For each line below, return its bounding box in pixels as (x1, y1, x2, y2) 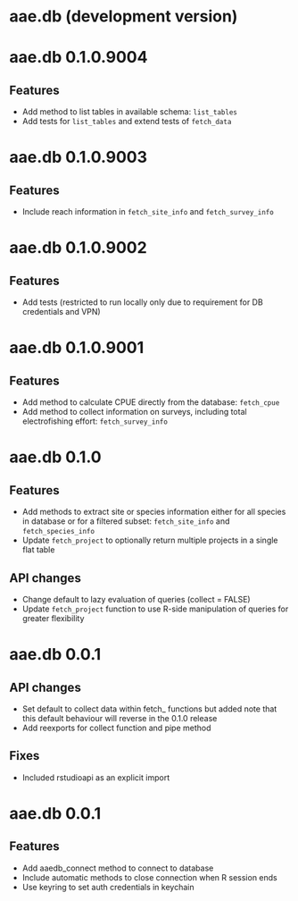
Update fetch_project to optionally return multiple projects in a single (21, 535, 278, 546)
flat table (21, 544, 55, 555)
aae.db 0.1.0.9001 (9, 338, 145, 358)
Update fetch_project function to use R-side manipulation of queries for (21, 603, 289, 614)
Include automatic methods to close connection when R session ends (21, 872, 278, 882)
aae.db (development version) (9, 6, 238, 27)
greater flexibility (21, 613, 85, 623)
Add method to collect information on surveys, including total (21, 407, 247, 417)
